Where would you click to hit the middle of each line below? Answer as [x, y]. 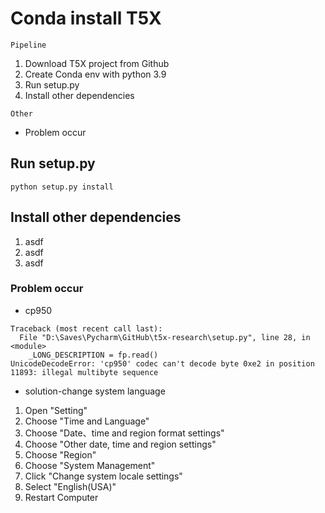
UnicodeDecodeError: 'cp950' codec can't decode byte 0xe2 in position [162, 363]
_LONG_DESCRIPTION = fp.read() [93, 355]
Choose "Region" [60, 454]
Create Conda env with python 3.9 [95, 74]
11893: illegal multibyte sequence [84, 372]
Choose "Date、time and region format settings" [124, 433]
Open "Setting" [56, 410]
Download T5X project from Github [97, 63]
